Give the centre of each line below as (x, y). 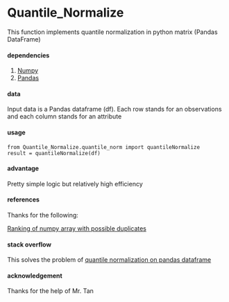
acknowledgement (35, 276)
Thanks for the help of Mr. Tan (50, 291)
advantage (23, 168)
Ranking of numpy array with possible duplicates (77, 228)
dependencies (28, 55)
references (24, 199)
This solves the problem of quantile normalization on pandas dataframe (109, 260)
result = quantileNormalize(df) (54, 153)
